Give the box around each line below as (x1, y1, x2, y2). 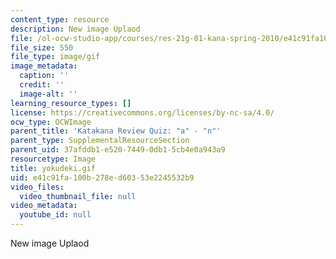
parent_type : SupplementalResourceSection (10, 136, 190, 146)
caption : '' (19, 71, 70, 81)
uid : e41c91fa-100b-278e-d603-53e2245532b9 (10, 172, 195, 183)
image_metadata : (10, 61, 78, 71)
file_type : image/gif (10, 52, 101, 62)
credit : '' (19, 80, 65, 90)
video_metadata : (10, 201, 78, 211)
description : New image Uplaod (10, 24, 141, 34)
